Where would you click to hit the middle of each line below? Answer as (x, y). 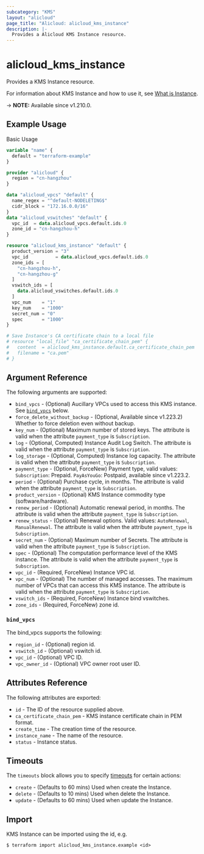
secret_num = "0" (34, 314)
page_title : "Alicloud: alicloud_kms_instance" (68, 23)
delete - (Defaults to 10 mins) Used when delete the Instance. (93, 794)
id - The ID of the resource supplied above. (70, 709)
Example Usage (37, 125)
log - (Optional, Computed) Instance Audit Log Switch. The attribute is (103, 443)
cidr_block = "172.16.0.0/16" (50, 206)
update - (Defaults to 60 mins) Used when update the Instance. (94, 800)
